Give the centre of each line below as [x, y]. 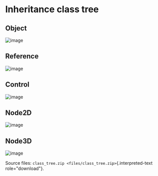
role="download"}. [25, 168]
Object [16, 28]
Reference [22, 56]
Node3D [18, 141]
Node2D [18, 113]
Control [17, 85]
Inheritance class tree [52, 9]
